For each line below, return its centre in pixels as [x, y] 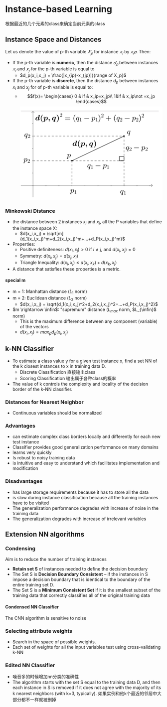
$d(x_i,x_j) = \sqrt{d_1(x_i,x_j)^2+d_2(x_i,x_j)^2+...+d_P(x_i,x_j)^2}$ [89, 304]
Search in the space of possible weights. [54, 642]
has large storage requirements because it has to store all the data [80, 492]
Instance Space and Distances [53, 40]
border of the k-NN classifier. [42, 389]
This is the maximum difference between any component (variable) [89, 321]
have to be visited [31, 503]
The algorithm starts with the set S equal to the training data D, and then [86, 682]
